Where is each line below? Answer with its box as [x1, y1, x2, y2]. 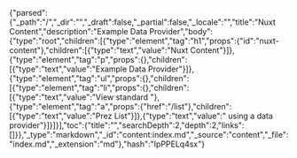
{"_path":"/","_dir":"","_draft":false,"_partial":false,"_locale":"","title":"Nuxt [9, 17, 277, 27]
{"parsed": [9, 8, 49, 18]
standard [115, 92, 149, 102]
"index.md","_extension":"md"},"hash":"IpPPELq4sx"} [9, 139, 206, 149]
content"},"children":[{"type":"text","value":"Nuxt [9, 45, 189, 56]
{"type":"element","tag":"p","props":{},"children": [9, 55, 188, 64]
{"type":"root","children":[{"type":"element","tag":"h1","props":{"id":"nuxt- [9, 35, 279, 46]
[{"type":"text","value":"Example [9, 64, 128, 74]
